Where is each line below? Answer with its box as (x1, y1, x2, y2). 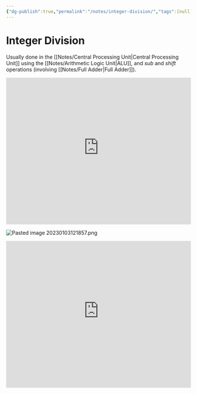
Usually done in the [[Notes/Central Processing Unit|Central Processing (6, 53, 179, 60)
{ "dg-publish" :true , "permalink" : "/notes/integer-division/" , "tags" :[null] (6, 8, 193, 15)
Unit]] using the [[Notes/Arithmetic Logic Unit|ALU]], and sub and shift (6, 59, 176, 66)
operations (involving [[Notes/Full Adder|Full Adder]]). (6, 66, 137, 73)
